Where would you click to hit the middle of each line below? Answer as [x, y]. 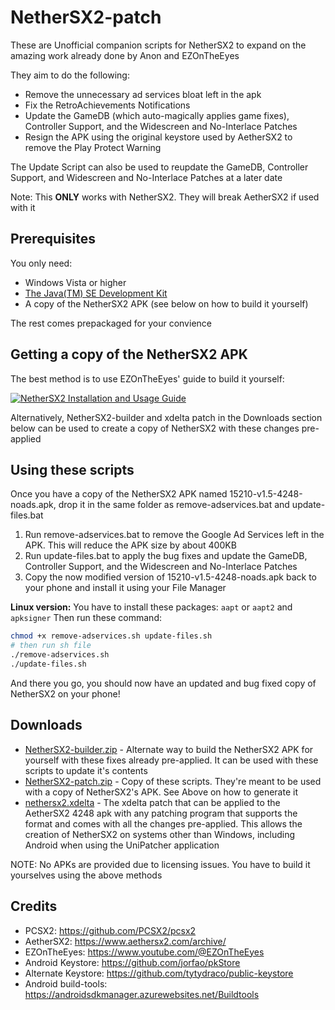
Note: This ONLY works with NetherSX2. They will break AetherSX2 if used [165, 197]
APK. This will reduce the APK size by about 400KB [130, 545]
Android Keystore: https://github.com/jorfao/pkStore [132, 962]
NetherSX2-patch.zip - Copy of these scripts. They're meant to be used [173, 781]
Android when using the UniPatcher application [122, 845]
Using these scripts [72, 469]
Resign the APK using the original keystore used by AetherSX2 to [158, 137]
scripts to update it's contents [86, 770]
